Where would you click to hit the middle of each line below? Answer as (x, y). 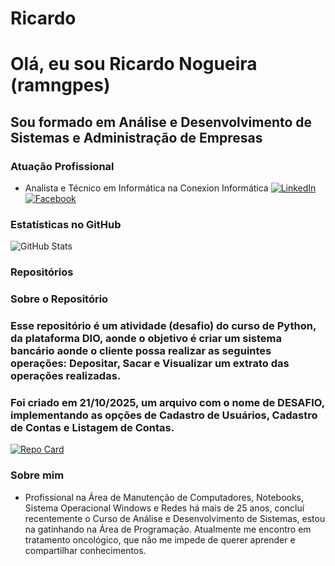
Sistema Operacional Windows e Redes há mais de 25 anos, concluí (164, 508)
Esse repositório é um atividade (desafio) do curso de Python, (163, 326)
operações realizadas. (66, 376)
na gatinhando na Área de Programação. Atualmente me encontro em (168, 529)
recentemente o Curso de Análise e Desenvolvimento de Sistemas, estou (175, 518)
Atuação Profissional (62, 166)
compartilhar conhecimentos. (85, 550)
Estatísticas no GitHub (66, 224)
